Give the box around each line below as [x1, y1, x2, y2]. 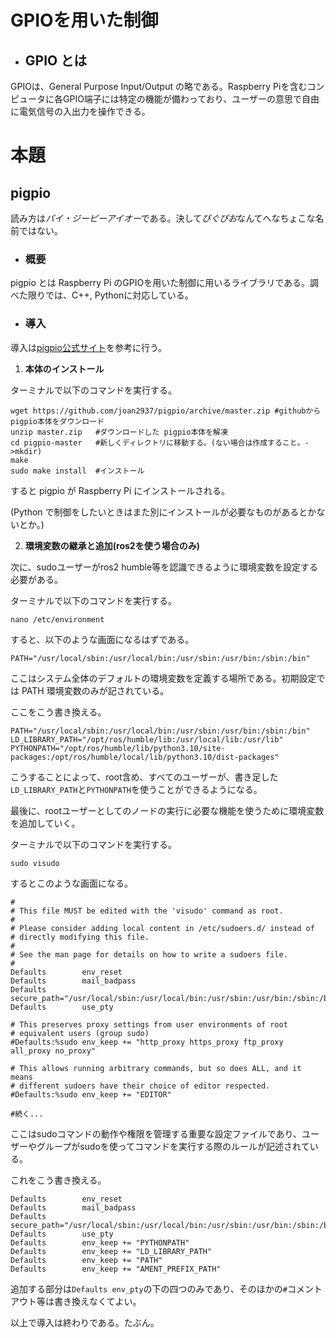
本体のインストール [24, 362, 105, 375]
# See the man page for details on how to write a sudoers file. [10, 949, 288, 960]
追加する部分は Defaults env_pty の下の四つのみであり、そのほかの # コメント [10, 1282, 323, 1295]
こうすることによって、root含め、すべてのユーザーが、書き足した [10, 771, 279, 783]
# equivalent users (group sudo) [10, 1028, 150, 1038]
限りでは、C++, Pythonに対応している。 [27, 289, 194, 301]
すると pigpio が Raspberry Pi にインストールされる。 [10, 484, 230, 496]
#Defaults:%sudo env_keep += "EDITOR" [10, 1089, 172, 1100]
